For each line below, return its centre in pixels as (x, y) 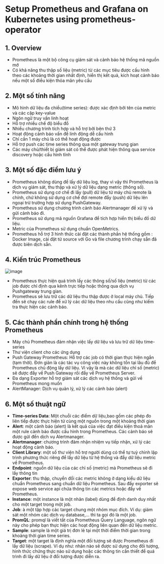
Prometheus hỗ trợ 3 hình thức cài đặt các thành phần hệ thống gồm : (82, 234)
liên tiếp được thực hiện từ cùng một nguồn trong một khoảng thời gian (83, 421)
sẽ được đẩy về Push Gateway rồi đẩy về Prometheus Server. (74, 373)
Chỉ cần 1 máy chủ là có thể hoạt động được (57, 139)
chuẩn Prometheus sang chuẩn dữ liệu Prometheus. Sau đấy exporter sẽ (85, 484)
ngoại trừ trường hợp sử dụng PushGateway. (57, 202)
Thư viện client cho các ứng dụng (46, 352)
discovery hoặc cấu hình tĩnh (41, 154)
